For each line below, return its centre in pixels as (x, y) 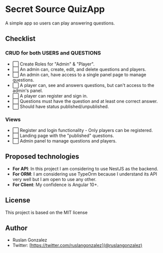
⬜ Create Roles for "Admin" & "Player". (53, 64)
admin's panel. (28, 90)
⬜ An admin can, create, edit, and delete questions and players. (79, 69)
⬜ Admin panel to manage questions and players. (64, 140)
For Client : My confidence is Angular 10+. (55, 184)
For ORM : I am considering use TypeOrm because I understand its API (85, 174)
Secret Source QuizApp (55, 9)
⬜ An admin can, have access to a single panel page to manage (79, 74)
